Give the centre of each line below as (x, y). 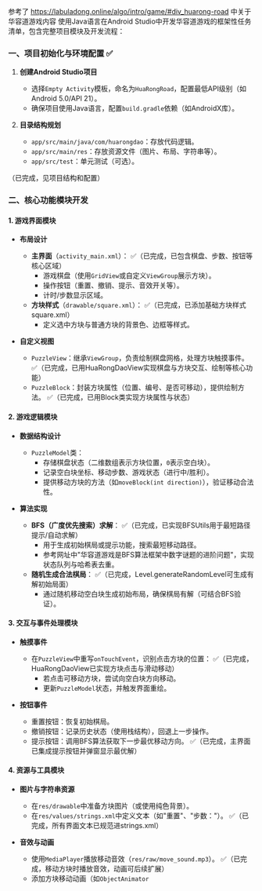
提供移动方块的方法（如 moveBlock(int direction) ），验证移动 (142, 482)
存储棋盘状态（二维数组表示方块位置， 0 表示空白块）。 (129, 462)
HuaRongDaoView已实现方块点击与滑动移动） (105, 668)
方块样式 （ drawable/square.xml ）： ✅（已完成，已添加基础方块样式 (138, 305)
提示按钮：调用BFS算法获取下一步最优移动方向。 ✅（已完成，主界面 (141, 741)
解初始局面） (52, 584)
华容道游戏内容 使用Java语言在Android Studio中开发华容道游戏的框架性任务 (130, 21)
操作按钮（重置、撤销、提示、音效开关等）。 (113, 286)
